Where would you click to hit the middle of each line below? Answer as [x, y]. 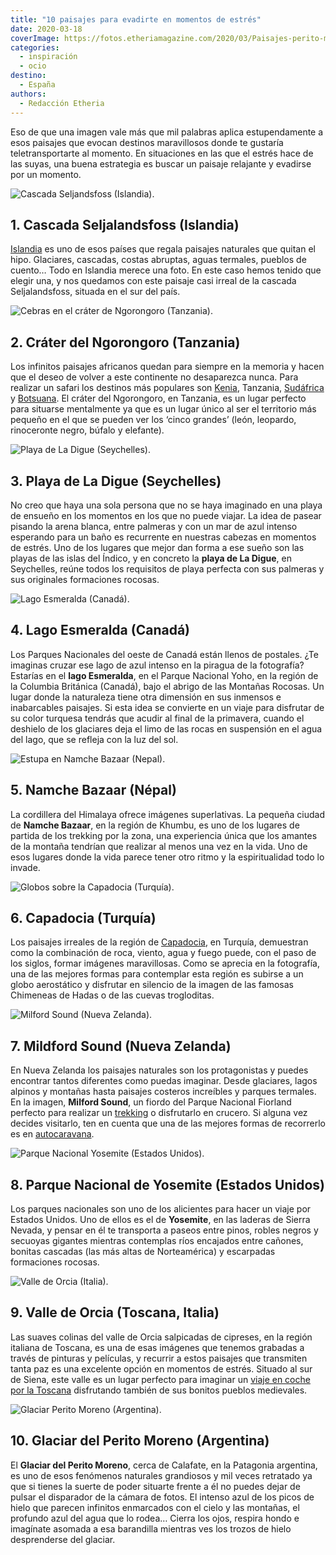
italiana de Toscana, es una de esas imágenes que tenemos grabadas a [157, 1347]
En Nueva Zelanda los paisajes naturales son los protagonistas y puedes [159, 1070]
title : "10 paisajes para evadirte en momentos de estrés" [136, 19]
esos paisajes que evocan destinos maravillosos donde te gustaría [147, 142]
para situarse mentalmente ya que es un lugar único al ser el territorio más [163, 409]
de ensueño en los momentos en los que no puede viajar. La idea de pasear [166, 515]
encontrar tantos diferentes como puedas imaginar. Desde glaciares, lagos [164, 1081]
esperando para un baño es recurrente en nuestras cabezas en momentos [163, 537]
